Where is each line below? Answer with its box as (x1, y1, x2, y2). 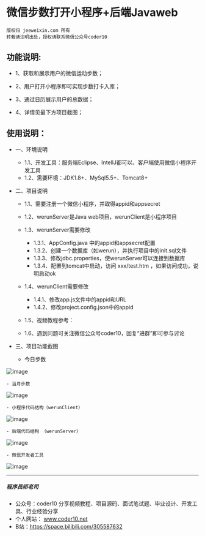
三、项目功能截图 (15, 342, 59, 350)
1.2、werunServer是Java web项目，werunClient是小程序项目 (24, 213, 178, 221)
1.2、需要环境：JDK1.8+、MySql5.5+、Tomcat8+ (24, 174, 148, 181)
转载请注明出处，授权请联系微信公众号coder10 (6, 34, 108, 40)
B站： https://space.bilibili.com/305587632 (15, 523, 123, 530)
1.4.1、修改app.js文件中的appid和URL (33, 295, 127, 303)
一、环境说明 (15, 145, 48, 153)
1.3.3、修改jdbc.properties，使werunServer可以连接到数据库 (33, 254, 185, 262)
